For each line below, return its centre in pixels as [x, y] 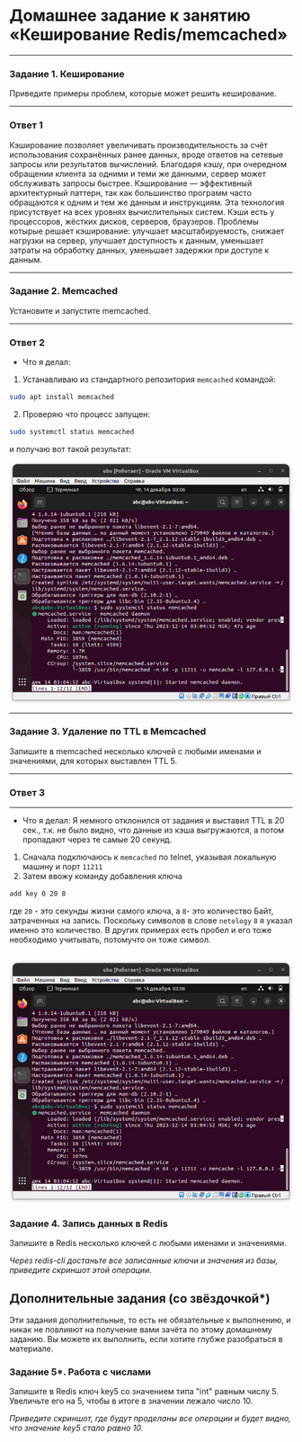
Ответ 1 [26, 125]
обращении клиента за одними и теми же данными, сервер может [138, 174]
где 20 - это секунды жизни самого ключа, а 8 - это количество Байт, [142, 911]
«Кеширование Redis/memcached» [149, 35]
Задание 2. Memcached [64, 291]
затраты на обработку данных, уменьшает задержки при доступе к [139, 250]
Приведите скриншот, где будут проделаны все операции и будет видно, [151, 1419]
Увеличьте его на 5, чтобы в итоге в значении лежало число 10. [131, 1401]
